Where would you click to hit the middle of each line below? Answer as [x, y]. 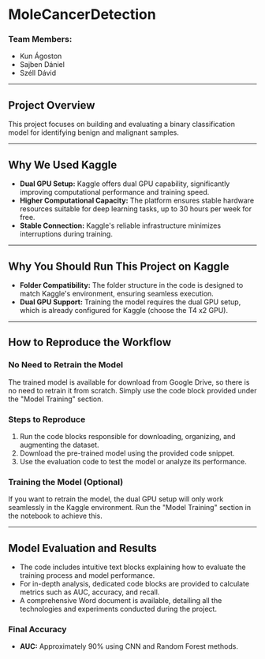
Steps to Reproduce [47, 419]
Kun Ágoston [41, 56]
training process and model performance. [87, 575]
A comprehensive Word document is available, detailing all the [121, 601]
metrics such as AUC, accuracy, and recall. [90, 592]
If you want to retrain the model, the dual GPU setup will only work [116, 499]
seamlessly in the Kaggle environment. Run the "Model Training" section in [129, 508]
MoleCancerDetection [82, 15]
